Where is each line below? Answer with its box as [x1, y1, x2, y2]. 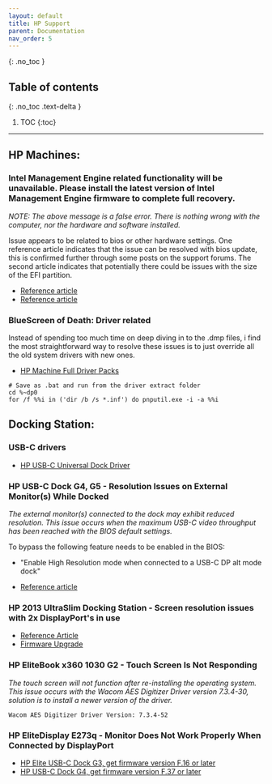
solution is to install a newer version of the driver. [8, 695, 172, 705]
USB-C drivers [8, 442, 66, 454]
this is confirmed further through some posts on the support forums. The [8, 253, 252, 262]
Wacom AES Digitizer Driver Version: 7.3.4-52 [8, 710, 168, 719]
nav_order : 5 [8, 34, 53, 43]
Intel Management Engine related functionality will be [8, 173, 223, 184]
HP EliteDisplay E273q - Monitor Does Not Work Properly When [8, 730, 261, 741]
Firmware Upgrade [19, 639, 83, 649]
